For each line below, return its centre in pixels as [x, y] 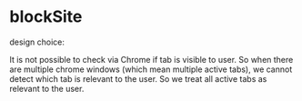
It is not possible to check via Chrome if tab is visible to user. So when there [151, 59]
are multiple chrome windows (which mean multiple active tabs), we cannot [151, 69]
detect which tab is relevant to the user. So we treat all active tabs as [138, 78]
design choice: [37, 42]
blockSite [46, 17]
